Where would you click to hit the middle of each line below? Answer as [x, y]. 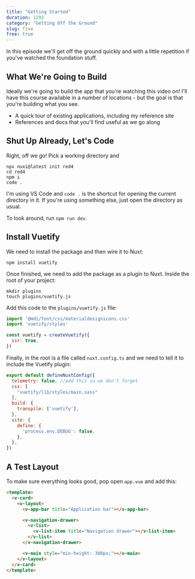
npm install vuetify [32, 263]
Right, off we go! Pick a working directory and [63, 155]
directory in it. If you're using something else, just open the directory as [94, 200]
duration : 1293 [25, 17]
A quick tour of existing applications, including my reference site [94, 116]
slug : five [20, 29]
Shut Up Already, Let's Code [60, 141]
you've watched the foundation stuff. [52, 58]
